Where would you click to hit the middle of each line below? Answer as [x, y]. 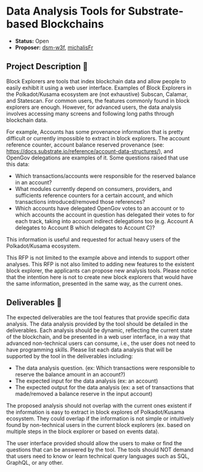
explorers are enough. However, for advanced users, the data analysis [94, 107]
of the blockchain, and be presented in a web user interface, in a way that [98, 336]
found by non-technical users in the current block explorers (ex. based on [98, 425]
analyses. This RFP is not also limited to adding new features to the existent [101, 264]
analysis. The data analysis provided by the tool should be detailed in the [97, 324]
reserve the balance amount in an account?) [70, 374]
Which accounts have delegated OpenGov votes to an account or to [100, 208]
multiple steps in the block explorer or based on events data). [83, 431]
